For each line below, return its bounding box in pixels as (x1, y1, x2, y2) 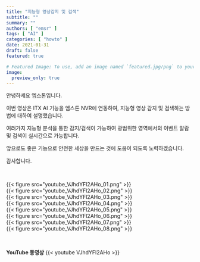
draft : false (6, 48, 39, 54)
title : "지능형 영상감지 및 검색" (6, 8, 79, 15)
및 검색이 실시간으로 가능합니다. (6, 132, 80, 139)
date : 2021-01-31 (6, 42, 49, 48)
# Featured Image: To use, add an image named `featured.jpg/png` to (6, 64, 183, 70)
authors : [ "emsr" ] (6, 25, 58, 32)
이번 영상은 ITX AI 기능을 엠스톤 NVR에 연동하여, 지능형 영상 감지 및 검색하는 (6, 105, 184, 112)
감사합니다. (6, 157, 32, 164)
